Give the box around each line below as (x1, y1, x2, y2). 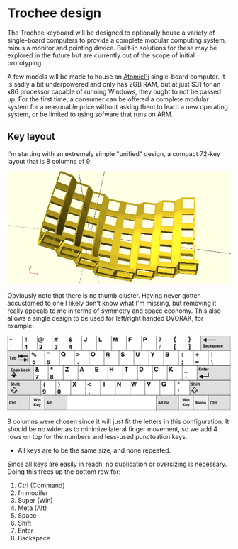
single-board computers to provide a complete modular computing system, (7, 35, 227, 44)
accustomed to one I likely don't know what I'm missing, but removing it (7, 299, 217, 308)
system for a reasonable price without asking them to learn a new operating (7, 102, 228, 111)
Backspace (17, 534, 51, 543)
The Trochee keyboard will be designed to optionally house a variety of (7, 28, 215, 37)
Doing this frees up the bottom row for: (7, 467, 121, 476)
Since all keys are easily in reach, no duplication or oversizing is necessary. (7, 460, 227, 469)
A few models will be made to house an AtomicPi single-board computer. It (7, 72, 225, 81)
